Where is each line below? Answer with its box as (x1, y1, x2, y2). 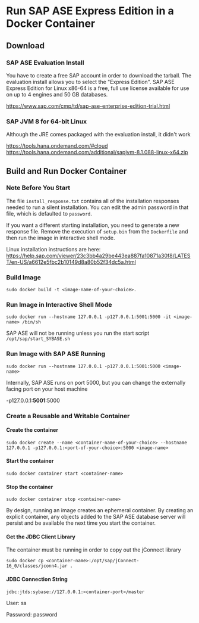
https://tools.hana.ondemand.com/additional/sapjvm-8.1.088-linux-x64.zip (6, 149, 188, 156)
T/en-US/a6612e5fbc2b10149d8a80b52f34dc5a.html (6, 258, 137, 266)
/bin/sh (21, 319, 42, 325)
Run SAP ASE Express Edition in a (6, 4, 174, 18)
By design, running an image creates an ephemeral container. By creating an (6, 507, 194, 514)
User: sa (6, 599, 27, 606)
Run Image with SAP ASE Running (6, 350, 106, 358)
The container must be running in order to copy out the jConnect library (6, 546, 181, 553)
